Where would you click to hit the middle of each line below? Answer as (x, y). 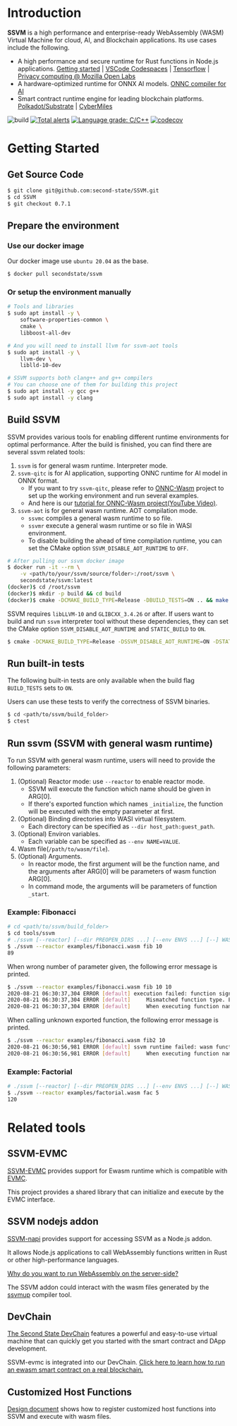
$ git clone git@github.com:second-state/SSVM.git (83, 191)
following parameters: (39, 768)
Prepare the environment (63, 225)
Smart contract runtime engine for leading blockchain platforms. (111, 98)
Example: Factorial (40, 1072)
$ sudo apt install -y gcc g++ (53, 392)
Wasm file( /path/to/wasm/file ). (63, 849)
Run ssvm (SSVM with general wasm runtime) (110, 743)
